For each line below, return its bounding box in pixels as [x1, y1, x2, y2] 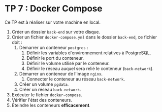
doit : [11, 39, 23, 45]
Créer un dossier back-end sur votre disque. [11, 29, 100, 35]
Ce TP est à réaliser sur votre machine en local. [4, 19, 101, 25]
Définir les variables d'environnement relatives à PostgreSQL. [26, 50, 151, 56]
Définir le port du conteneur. [26, 55, 84, 61]
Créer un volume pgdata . [19, 81, 69, 87]
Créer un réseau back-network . [19, 86, 81, 92]
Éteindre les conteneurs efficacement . [11, 102, 91, 108]
